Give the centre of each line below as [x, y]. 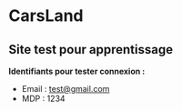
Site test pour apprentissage [91, 50]
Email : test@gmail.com [66, 89]
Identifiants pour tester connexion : [77, 71]
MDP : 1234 [43, 98]
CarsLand [46, 16]
